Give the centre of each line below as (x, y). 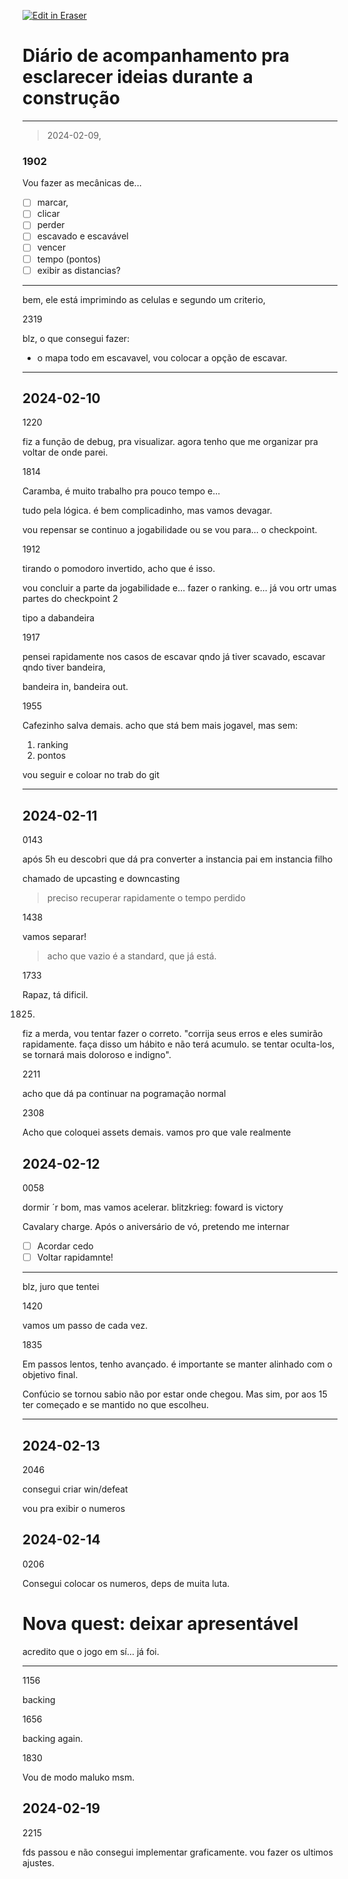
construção (71, 98)
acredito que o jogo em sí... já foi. (91, 1651)
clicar (48, 214)
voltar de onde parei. (65, 452)
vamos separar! (54, 937)
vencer (51, 247)
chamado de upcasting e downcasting (101, 879)
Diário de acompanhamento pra (156, 56)
